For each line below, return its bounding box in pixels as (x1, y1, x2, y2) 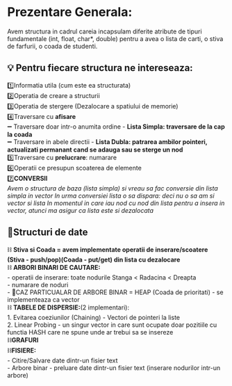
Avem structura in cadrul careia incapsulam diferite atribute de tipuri (7, 27, 203, 35)
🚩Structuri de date (7, 227, 88, 239)
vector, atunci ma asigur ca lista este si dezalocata (7, 206, 154, 214)
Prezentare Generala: (7, 4, 133, 20)
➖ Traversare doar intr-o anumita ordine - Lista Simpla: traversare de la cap (7, 122, 226, 131)
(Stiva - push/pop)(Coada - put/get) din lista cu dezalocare (7, 255, 181, 264)
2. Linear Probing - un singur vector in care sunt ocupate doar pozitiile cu (7, 321, 217, 329)
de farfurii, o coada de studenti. (7, 42, 98, 50)
